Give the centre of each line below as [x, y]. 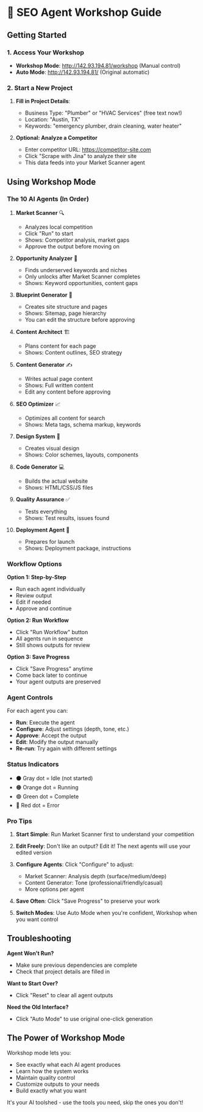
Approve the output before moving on [72, 246]
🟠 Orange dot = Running [47, 787]
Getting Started [37, 35]
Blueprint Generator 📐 [44, 295]
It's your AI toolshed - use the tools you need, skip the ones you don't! [95, 1102]
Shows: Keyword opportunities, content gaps [81, 283]
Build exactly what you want [51, 1090]
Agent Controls [30, 698]
